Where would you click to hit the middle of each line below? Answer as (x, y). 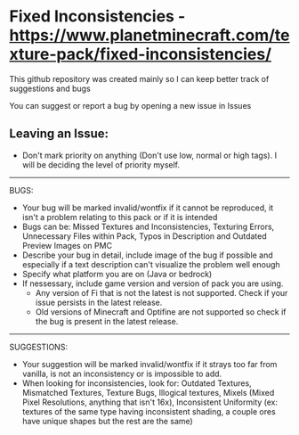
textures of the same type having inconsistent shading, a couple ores (149, 411)
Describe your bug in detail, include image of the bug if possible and (147, 255)
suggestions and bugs (50, 88)
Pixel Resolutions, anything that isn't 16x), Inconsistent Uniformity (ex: (150, 402)
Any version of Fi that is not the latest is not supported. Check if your (162, 292)
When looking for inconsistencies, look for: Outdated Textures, (137, 383)
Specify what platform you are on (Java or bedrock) (117, 274)
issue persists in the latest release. (99, 302)
